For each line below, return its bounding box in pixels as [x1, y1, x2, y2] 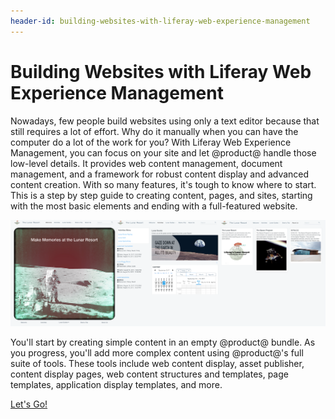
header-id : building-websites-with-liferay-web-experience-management [10, 16, 311, 26]
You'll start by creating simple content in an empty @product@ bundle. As [10, 336, 316, 349]
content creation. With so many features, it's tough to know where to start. [10, 178, 317, 190]
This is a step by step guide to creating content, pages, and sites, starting [10, 189, 313, 201]
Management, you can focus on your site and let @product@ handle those [10, 146, 317, 159]
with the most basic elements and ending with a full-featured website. [10, 200, 298, 212]
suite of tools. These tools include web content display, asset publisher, [10, 358, 305, 370]
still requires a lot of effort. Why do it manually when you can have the [10, 125, 299, 137]
